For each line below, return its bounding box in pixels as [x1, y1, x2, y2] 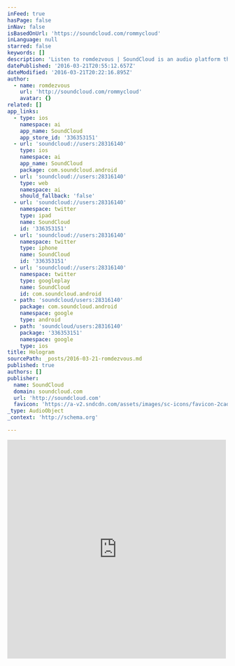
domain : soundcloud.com [13, 388, 83, 395]
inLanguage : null [7, 36, 58, 43]
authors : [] [7, 368, 42, 375]
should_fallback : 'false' [20, 193, 96, 200]
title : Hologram [7, 349, 55, 356]
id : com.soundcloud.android [20, 290, 101, 298]
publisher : [7, 375, 39, 382]
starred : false [7, 43, 52, 50]
